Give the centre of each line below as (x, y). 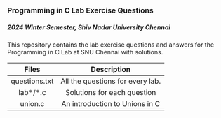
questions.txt (32, 81)
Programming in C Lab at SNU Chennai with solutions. (85, 52)
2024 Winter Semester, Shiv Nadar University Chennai (89, 27)
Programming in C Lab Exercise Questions (80, 10)
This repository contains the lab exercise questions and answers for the (111, 45)
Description (111, 69)
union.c (32, 103)
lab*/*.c (33, 92)
